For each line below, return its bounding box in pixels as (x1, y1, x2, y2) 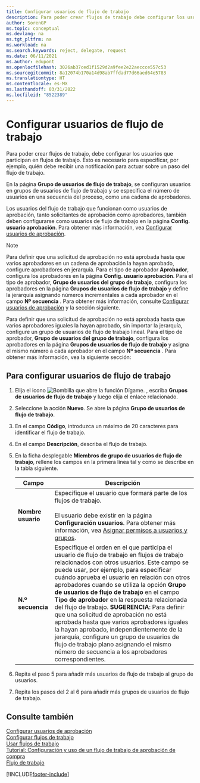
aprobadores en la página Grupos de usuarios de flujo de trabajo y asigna (6, 341, 189, 348)
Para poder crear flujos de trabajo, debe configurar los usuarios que (6, 150, 174, 157)
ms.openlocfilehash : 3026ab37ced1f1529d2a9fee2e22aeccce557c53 (6, 64, 167, 70)
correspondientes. (54, 655, 106, 663)
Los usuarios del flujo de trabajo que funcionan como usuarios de (6, 205, 168, 212)
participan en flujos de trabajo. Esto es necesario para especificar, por (6, 156, 179, 163)
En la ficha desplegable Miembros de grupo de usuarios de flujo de (14, 451, 182, 459)
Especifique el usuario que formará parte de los (54, 488, 187, 497)
